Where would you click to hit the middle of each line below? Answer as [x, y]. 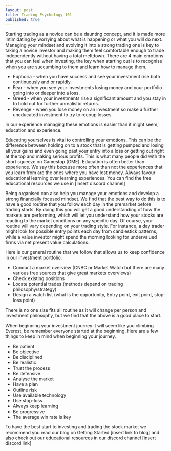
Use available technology [39, 395]
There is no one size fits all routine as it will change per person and [76, 310]
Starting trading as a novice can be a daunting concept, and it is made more [85, 34]
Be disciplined [28, 357]
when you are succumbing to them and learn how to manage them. [76, 67]
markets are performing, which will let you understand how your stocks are [84, 215]
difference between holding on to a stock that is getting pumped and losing [84, 145]
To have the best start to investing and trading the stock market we [76, 427]
